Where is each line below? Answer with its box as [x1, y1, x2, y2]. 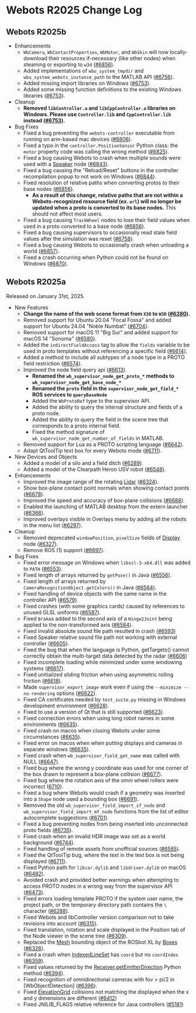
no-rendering [23, 690, 56, 697]
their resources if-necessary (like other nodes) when [49, 55, 176, 61]
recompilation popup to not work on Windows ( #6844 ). [23, 173, 157, 180]
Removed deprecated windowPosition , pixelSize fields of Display [23, 534, 180, 541]
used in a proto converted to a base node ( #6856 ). [23, 223, 146, 230]
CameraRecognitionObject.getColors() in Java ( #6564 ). [23, 584, 157, 591]
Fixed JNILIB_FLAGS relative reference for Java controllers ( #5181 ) [23, 1001, 184, 1008]
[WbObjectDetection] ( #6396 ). [23, 982, 98, 989]
